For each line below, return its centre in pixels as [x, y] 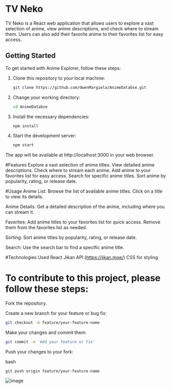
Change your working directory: [46, 97]
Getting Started [31, 56]
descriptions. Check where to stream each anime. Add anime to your [78, 171]
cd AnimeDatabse [30, 107]
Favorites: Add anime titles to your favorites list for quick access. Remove [83, 222]
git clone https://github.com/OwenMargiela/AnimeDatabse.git [80, 87]
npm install [25, 126]
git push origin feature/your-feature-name [53, 371]
